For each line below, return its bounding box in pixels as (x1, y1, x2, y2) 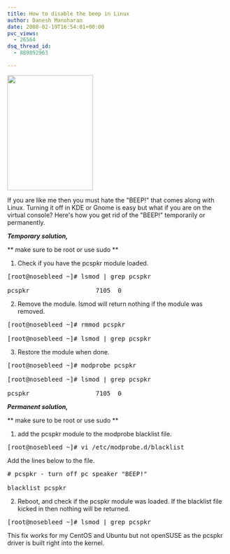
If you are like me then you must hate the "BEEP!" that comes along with (7, 195, 215, 204)
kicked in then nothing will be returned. (17, 504, 131, 513)
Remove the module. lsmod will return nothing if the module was (17, 299, 203, 308)
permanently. (7, 218, 45, 226)
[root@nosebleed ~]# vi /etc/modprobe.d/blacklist (7, 443, 185, 451)
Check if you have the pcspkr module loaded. (17, 258, 149, 267)
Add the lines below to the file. (7, 456, 95, 464)
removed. (17, 307, 45, 315)
